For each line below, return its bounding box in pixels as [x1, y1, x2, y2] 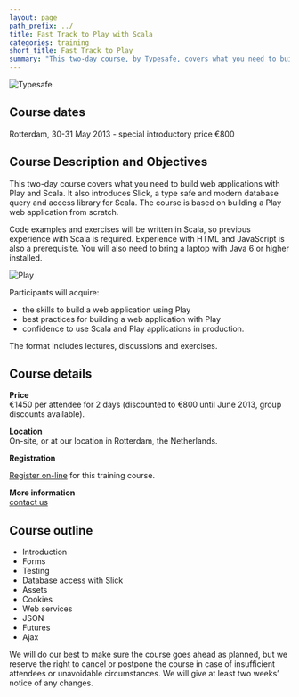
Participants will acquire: [9, 286, 100, 297]
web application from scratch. [9, 206, 119, 217]
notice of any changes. [9, 677, 93, 688]
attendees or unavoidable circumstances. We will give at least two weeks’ [9, 668, 279, 679]
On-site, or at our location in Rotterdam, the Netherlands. [9, 436, 218, 446]
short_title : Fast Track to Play [9, 46, 133, 55]
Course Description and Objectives [9, 154, 208, 170]
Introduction [21, 546, 68, 558]
